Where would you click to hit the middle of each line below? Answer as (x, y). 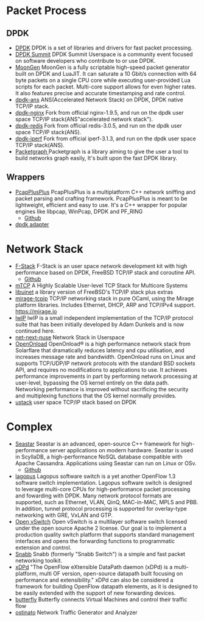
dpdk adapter (32, 224)
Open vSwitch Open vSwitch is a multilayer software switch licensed (101, 521)
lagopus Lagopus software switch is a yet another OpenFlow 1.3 (95, 476)
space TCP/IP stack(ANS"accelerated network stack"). (84, 119)
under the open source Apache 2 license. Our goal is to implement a (101, 528)
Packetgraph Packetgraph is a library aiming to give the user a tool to (102, 151)
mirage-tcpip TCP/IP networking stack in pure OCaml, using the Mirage (104, 298)
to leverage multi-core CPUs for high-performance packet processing (103, 489)
